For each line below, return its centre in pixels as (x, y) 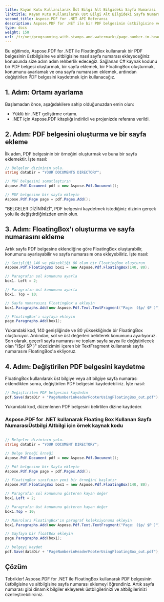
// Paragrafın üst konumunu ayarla (41, 290)
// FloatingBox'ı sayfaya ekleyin (40, 317)
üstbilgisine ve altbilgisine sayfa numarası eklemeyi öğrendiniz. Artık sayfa (80, 584)
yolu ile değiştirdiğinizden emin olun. (42, 214)
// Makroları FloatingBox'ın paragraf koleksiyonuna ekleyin (69, 520)
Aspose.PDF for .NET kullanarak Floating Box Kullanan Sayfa (78, 419)
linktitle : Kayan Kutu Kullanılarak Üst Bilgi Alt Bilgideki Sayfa (75, 14)
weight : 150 (17, 32)
